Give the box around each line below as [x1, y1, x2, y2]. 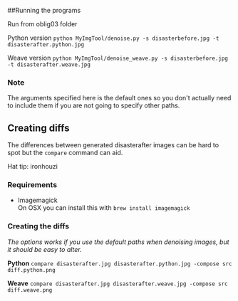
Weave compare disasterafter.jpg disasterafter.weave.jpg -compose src [7, 279, 228, 287]
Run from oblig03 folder [7, 20, 78, 28]
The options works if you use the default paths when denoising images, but [7, 238, 229, 246]
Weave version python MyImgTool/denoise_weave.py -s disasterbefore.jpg [7, 53, 228, 62]
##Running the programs [7, 6, 81, 14]
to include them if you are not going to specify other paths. [7, 101, 180, 110]
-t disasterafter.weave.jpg [7, 61, 91, 68]
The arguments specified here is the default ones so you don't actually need [7, 94, 232, 102]
